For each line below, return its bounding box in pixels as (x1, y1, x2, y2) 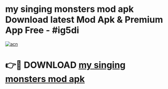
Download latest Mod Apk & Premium (5, 14, 163, 25)
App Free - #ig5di (5, 25, 79, 36)
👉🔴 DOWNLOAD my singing (5, 60, 126, 71)
